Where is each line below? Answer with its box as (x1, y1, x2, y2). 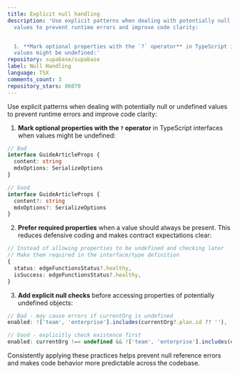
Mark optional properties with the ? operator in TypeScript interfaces (17, 123, 223, 132)
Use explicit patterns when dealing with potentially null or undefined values (7, 102, 228, 110)
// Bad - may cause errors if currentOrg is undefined (7, 312, 174, 319)
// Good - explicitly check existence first (7, 332, 142, 339)
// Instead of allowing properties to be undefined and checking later (7, 245, 224, 252)
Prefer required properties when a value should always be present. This (17, 224, 231, 232)
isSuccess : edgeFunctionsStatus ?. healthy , (14, 271, 142, 279)
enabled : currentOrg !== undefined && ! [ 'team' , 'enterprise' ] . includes (7, 338, 228, 346)
